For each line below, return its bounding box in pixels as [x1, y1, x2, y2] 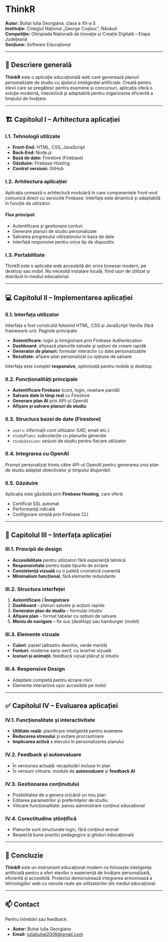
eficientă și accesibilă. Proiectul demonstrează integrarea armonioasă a [5, 875, 152, 881]
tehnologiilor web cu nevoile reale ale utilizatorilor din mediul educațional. [5, 880, 156, 887]
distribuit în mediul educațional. [5, 274, 70, 280]
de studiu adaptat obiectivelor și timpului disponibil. [5, 467, 111, 473]
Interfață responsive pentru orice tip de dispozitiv [12, 239, 114, 245]
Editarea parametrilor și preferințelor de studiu [12, 797, 108, 803]
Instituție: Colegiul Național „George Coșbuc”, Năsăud [5, 25, 117, 31]
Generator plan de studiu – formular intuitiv [12, 608, 102, 614]
